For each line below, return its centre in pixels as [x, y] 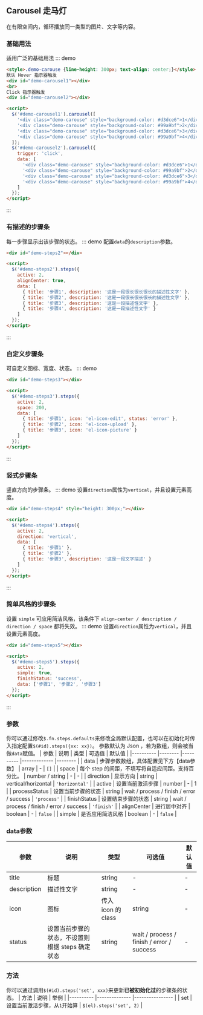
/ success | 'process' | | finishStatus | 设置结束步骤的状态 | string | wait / [96, 798]
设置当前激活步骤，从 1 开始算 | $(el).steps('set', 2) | [75, 1005]
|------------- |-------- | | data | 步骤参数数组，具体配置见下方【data [105, 761]
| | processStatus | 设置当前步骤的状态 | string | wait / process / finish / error [101, 791]
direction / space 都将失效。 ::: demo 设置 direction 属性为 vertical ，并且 [99, 626]
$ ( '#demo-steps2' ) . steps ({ [46, 269]
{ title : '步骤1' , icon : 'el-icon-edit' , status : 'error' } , [100, 419]
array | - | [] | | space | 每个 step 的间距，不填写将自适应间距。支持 [105, 768]
